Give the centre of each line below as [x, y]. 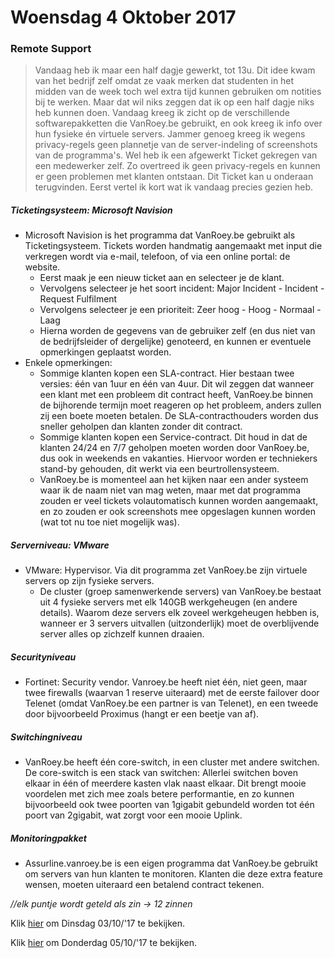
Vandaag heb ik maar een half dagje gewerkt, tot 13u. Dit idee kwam [175, 70]
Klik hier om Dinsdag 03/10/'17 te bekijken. [97, 923]
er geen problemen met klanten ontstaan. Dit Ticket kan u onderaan [174, 177]
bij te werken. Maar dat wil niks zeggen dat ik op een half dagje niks [174, 102]
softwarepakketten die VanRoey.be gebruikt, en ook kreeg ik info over [178, 123]
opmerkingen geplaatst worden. [105, 352]
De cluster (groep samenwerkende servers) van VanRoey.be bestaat [180, 592]
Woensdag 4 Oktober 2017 [123, 17]
